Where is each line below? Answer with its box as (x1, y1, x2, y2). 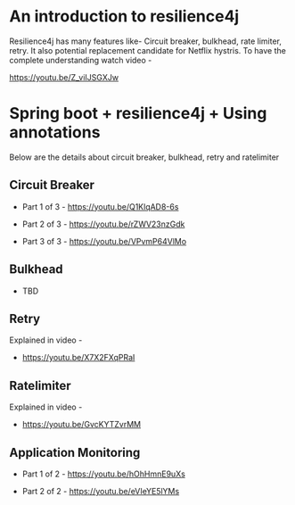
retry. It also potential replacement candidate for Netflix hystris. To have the (9, 45, 287, 55)
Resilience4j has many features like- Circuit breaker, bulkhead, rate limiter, (9, 36, 283, 46)
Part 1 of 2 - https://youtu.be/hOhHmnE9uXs (21, 468, 185, 479)
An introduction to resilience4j (9, 6, 240, 27)
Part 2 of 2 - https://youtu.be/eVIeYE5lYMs (21, 485, 180, 496)
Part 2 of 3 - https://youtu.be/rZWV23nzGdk (21, 219, 185, 229)
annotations (9, 122, 101, 143)
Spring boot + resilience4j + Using (9, 103, 267, 124)
